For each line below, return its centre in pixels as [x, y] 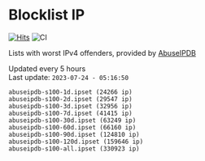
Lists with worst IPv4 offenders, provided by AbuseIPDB [102, 53]
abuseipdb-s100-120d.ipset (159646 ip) [76, 142]
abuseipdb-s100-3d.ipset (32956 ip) [70, 106]
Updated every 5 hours [47, 68]
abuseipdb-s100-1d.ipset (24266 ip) [70, 92]
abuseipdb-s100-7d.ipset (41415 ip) [70, 113]
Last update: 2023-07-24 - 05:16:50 [68, 77]
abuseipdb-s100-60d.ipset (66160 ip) [72, 127]
